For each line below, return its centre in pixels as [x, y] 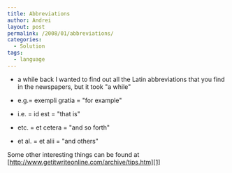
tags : [15, 53]
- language [29, 60]
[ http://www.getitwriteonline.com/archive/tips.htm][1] [84, 162]
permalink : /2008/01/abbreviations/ [60, 33]
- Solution [29, 46]
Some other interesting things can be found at [73, 154]
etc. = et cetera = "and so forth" [64, 127]
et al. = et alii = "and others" [58, 141]
